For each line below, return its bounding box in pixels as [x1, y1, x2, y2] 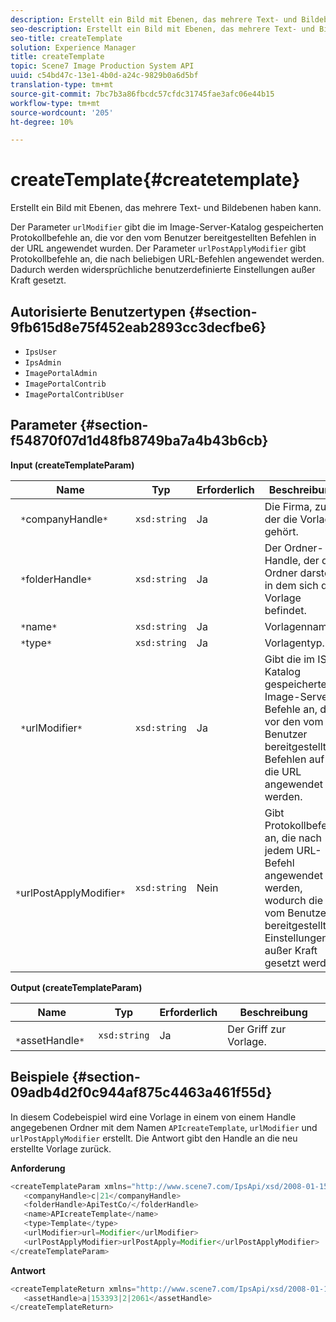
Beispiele [10, 1069, 70, 1086]
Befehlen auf [264, 752, 325, 766]
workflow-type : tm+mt [10, 98, 101, 108]
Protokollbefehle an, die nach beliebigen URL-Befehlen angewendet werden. [10, 253, 325, 265]
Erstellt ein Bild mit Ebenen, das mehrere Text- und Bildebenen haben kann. [10, 202, 322, 214]
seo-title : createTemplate [10, 33, 123, 43]
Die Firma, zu [264, 499, 327, 513]
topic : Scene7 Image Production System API [10, 61, 195, 71]
